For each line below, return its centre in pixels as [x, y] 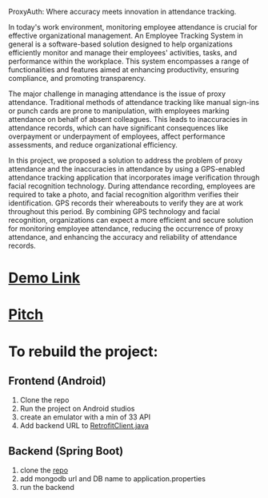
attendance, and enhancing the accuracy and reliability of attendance [123, 237]
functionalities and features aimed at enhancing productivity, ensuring [124, 70]
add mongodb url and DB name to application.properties [113, 479]
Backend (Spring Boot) [66, 451]
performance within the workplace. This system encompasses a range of [129, 61]
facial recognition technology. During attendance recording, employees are [132, 186]
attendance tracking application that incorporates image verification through [134, 177]
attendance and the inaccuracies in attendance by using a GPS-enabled [127, 169]
